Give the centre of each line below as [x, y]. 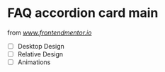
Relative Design [40, 54]
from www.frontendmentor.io [50, 32]
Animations [34, 62]
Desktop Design [41, 46]
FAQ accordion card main [83, 13]
